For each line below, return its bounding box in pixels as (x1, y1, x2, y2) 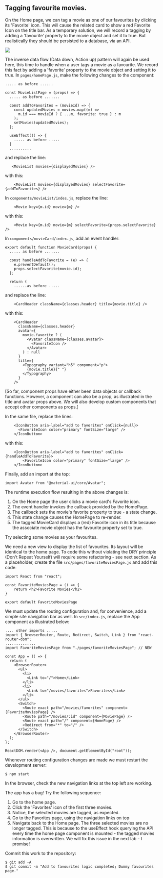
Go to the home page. (12, 799, 56, 805)
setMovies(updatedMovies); (14, 120, 69, 125)
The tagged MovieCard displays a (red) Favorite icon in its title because (12, 519, 156, 525)
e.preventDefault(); (14, 262, 56, 267)
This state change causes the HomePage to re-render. (12, 514, 122, 520)
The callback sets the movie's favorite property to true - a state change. (12, 509, 157, 515)
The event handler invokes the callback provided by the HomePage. (12, 503, 149, 509)
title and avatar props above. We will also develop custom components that (5, 399, 156, 404)
